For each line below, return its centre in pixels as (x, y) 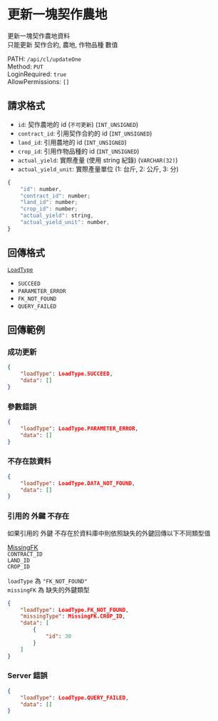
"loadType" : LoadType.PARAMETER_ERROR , (79, 429)
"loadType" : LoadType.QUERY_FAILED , (75, 697)
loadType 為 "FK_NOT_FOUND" (47, 581)
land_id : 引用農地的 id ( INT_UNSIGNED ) (72, 142)
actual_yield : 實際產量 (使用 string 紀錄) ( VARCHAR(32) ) (98, 160)
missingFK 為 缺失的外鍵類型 (49, 590)
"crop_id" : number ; (49, 209)
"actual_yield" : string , (57, 216)
